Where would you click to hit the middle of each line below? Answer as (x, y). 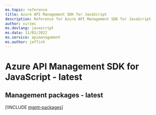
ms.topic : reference (26, 10)
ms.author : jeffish (25, 42)
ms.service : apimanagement (33, 38)
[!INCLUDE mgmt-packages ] (34, 107)
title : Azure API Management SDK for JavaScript (56, 14)
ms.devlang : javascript (30, 28)
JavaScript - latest (44, 77)
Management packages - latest (54, 95)
